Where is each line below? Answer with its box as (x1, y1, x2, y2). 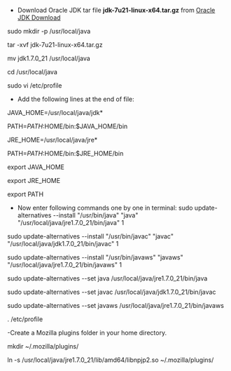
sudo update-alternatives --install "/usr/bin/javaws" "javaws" (7, 253, 183, 262)
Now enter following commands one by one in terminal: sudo (17, 203, 193, 212)
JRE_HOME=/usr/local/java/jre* (7, 136, 98, 144)
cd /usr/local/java (7, 68, 57, 76)
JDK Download (17, 13, 61, 22)
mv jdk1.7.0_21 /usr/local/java (7, 54, 91, 62)
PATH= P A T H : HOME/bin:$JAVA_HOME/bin (7, 122, 128, 130)
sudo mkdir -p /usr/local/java (7, 27, 91, 35)
